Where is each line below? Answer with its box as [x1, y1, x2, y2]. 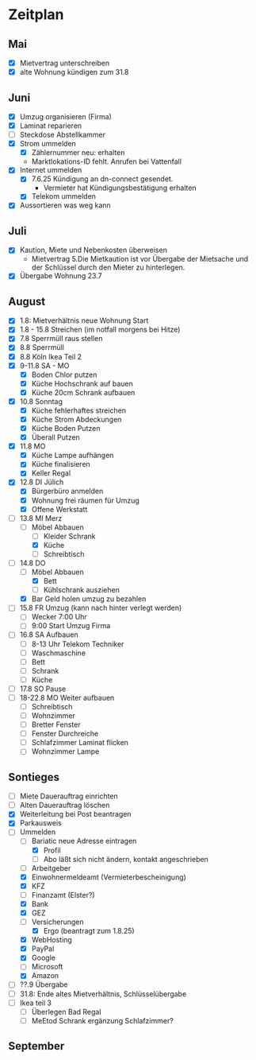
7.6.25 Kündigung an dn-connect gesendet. [31, 174, 174, 184]
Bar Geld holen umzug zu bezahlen [31, 594, 147, 604]
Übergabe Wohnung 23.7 [19, 271, 102, 281]
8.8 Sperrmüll [19, 343, 65, 352]
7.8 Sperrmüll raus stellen [19, 334, 103, 344]
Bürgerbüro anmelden [31, 487, 104, 496]
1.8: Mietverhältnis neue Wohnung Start [19, 316, 149, 325]
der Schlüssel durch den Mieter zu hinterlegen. [31, 262, 185, 272]
